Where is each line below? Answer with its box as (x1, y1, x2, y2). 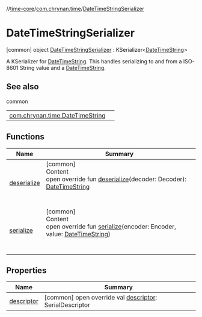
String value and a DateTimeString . (19, 64, 106, 71)
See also (6, 81, 39, 92)
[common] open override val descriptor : (44, 293, 158, 302)
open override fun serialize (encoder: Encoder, (46, 222, 176, 231)
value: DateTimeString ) (46, 230, 111, 238)
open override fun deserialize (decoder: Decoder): (46, 175, 187, 183)
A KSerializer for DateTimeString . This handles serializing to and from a (6, 57, 182, 65)
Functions (6, 132, 45, 142)
